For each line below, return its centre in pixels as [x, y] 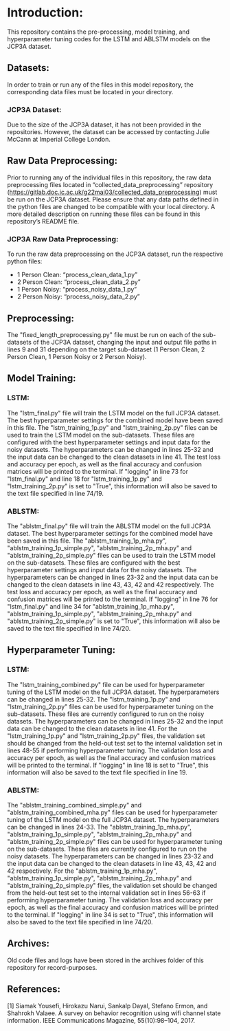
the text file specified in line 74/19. [56, 493]
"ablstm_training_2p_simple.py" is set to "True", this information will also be [114, 621]
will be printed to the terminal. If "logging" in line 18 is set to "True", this [108, 765]
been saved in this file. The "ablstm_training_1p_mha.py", [87, 541]
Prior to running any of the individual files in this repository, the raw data [109, 177]
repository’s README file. [43, 221]
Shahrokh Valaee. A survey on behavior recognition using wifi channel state [114, 1013]
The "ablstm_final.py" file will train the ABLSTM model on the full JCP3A [109, 526]
